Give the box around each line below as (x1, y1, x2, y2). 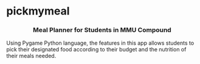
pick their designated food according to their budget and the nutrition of (6, 46, 187, 53)
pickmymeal (6, 4, 70, 18)
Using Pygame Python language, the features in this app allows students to (6, 39, 195, 46)
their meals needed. (6, 53, 57, 60)
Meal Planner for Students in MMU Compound (33, 26, 171, 34)
